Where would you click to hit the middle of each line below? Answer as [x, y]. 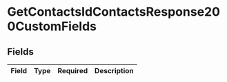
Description [114, 71]
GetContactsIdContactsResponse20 [114, 12]
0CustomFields [52, 26]
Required [73, 71]
